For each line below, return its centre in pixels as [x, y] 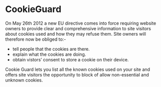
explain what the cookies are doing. [49, 54]
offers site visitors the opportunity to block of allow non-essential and [77, 74]
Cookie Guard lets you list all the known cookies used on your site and [78, 69]
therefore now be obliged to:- [36, 39]
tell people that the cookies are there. [51, 49]
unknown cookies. [24, 80]
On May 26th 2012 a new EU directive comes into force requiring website [81, 23]
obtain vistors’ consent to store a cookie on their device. [70, 59]
